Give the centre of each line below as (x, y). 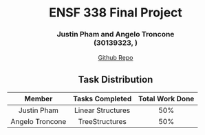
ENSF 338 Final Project (116, 13)
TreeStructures (102, 122)
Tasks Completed (102, 99)
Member (38, 99)
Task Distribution (116, 80)
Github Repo (116, 58)
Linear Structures (102, 110)
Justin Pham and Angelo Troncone (116, 34)
